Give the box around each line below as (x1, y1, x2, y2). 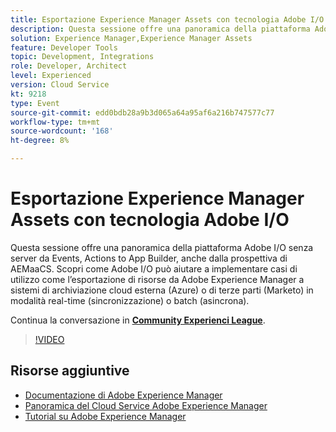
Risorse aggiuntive (10, 362, 130, 380)
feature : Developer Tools (10, 42, 118, 53)
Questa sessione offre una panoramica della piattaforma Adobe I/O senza (10, 241, 314, 253)
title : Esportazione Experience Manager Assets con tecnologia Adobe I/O (10, 14, 325, 25)
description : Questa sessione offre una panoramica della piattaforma (10, 24, 311, 34)
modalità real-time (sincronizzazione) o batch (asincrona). (10, 294, 250, 306)
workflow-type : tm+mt (10, 117, 101, 127)
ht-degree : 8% (10, 136, 70, 146)
